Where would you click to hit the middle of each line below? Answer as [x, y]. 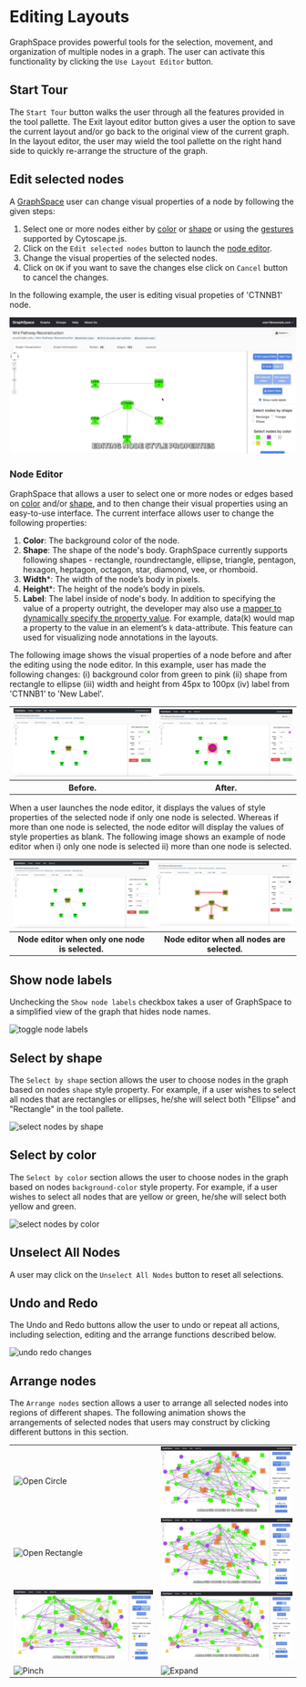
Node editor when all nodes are [224, 939]
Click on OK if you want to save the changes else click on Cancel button [155, 267]
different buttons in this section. [69, 1432]
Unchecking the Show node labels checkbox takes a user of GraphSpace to [151, 1002]
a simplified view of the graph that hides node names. [110, 1012]
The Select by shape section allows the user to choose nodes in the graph [149, 1080]
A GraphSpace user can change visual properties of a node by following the [152, 201]
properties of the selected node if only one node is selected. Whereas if [144, 818]
